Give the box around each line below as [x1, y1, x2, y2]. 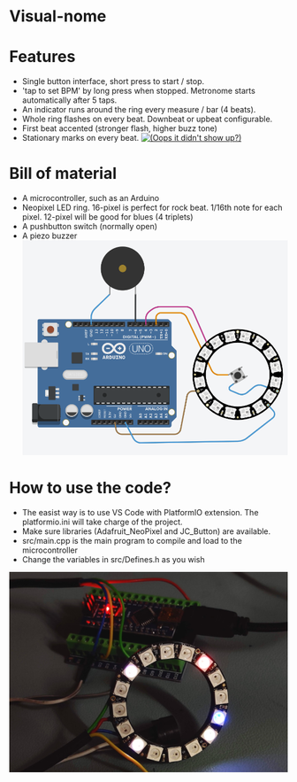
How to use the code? [9, 478, 172, 498]
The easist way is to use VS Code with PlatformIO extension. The [21, 507, 259, 518]
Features [9, 47, 76, 67]
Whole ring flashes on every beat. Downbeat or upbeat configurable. [21, 113, 273, 125]
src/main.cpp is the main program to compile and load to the [21, 536, 243, 546]
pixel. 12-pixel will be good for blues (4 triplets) [21, 212, 194, 222]
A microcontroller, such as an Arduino [21, 193, 160, 204]
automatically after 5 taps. [21, 95, 118, 105]
